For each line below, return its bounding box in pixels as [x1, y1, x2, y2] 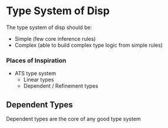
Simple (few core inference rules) [14, 35, 96, 42]
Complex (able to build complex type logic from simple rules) [14, 41, 163, 49]
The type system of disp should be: [6, 24, 93, 31]
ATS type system [14, 70, 57, 77]
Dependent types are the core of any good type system [6, 116, 141, 123]
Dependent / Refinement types [23, 82, 98, 89]
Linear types [23, 76, 54, 84]
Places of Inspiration [6, 56, 67, 65]
